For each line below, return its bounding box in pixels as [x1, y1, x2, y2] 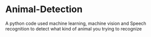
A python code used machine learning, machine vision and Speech [5, 20, 147, 26]
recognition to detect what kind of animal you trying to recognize [5, 25, 142, 31]
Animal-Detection [5, 4, 83, 15]
